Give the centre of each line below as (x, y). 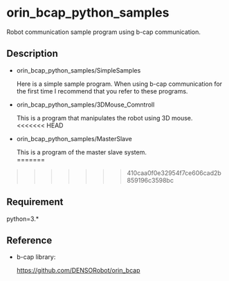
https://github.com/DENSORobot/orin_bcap (78, 271)
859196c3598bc (150, 180)
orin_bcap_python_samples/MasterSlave (74, 138)
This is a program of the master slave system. (81, 152)
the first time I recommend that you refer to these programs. (102, 91)
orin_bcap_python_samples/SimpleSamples (79, 70)
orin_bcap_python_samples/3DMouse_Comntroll (85, 105)
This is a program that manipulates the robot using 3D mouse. (104, 118)
